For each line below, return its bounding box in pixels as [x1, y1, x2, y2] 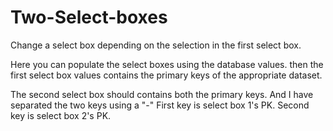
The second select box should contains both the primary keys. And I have [10, 88, 314, 100]
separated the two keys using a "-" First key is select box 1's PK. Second [10, 99, 310, 111]
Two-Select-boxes [10, 6, 168, 29]
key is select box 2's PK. [10, 109, 112, 121]
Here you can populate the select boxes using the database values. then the [10, 58, 324, 70]
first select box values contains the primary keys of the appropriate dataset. [10, 69, 323, 81]
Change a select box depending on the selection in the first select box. [10, 39, 302, 51]
